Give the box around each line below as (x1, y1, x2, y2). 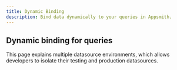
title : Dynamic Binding (6, 8, 65, 15)
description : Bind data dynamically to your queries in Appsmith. (6, 14, 172, 20)
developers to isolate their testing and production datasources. (6, 57, 159, 64)
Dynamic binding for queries (6, 36, 113, 45)
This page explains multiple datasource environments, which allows (6, 51, 170, 58)
